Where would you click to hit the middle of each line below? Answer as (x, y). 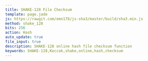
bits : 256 (15, 28)
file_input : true (23, 42)
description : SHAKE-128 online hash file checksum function (69, 46)
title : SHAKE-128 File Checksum (38, 10)
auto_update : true (24, 37)
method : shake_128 (24, 23)
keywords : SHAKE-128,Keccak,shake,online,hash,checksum (64, 51)
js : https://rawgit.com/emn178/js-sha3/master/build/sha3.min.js (74, 19)
